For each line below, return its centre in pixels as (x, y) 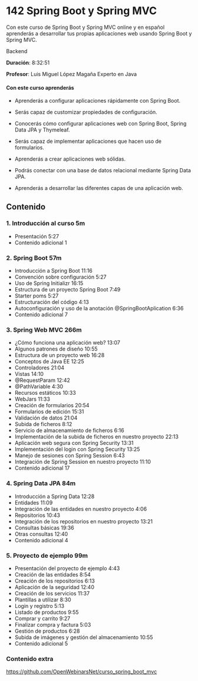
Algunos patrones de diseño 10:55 (56, 349)
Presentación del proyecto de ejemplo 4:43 (67, 568)
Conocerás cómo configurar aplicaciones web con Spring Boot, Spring (100, 124)
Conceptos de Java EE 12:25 (49, 362)
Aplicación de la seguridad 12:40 (54, 587)
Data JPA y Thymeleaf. (42, 130)
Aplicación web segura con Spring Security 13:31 (74, 443)
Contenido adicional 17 (42, 468)
